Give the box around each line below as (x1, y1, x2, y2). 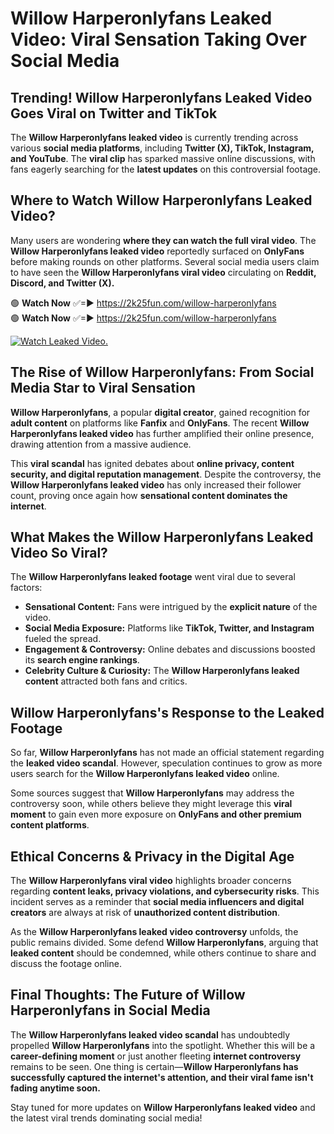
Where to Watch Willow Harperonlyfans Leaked (10, 192, 313, 209)
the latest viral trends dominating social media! (10, 1112, 203, 1124)
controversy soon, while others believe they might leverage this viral (10, 798, 293, 810)
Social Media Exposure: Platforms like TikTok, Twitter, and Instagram (24, 622, 315, 634)
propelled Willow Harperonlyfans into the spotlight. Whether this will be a (10, 1039, 316, 1051)
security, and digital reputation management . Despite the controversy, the (10, 468, 322, 480)
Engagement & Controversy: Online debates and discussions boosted (24, 643, 316, 656)
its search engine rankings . (24, 654, 140, 666)
